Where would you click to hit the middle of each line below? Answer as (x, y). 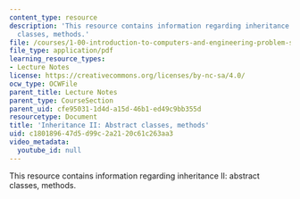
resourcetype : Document (54, 117)
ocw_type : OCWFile (43, 84)
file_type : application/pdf (62, 51)
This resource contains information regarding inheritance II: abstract (135, 176)
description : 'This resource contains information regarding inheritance (150, 26)
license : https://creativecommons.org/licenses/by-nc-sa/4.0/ (127, 76)
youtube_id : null (50, 150)
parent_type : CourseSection (62, 100)
